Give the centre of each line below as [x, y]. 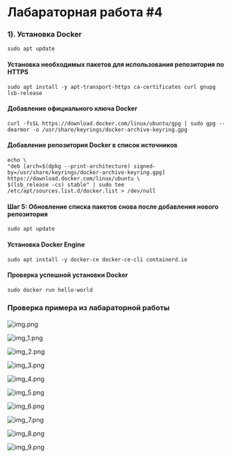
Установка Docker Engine [46, 245]
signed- [145, 166]
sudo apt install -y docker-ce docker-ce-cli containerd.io [98, 259]
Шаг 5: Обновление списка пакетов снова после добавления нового [113, 206]
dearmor [19, 130]
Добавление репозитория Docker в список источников [92, 145]
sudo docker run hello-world [50, 290]
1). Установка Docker [45, 35]
